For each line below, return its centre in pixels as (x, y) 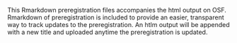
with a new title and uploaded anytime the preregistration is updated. (108, 32)
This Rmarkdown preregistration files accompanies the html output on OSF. (117, 10)
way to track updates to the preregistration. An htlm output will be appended (118, 25)
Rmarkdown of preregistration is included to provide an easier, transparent (116, 17)
